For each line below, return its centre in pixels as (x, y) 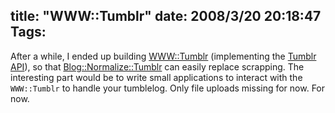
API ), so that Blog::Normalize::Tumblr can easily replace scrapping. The (157, 66)
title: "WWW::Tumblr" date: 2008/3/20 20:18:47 (166, 16)
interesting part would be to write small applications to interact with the (156, 77)
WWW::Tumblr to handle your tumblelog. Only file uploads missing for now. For (168, 88)
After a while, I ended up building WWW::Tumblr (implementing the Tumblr (163, 56)
